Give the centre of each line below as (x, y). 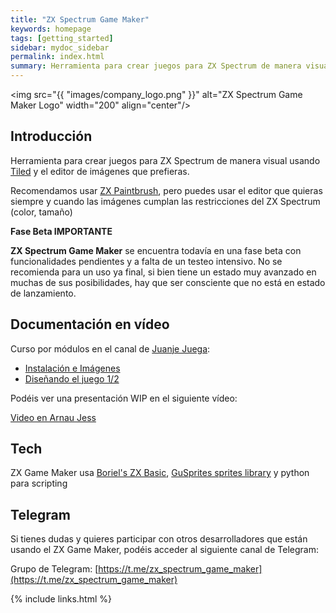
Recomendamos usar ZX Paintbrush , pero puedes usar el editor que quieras (166, 190)
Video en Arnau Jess (53, 417)
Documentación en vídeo (90, 324)
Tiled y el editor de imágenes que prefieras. (100, 171)
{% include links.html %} (61, 599)
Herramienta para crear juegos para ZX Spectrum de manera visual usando (165, 160)
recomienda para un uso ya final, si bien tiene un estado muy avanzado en (163, 272)
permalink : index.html (57, 57)
